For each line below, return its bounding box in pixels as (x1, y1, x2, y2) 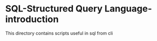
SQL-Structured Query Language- (5, 3, 152, 14)
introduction (5, 13, 59, 25)
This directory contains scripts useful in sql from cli (5, 30, 113, 36)
